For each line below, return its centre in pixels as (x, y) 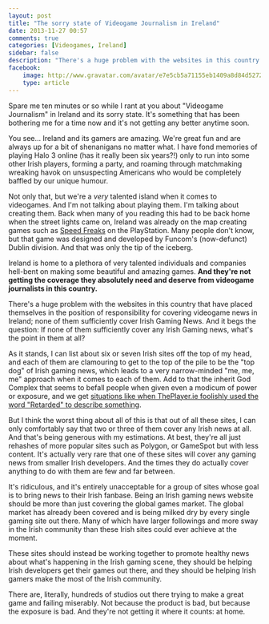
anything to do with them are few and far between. (92, 471)
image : (34, 75)
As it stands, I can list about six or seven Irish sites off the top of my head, (130, 353)
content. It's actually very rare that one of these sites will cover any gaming (132, 454)
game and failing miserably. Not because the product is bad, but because (129, 602)
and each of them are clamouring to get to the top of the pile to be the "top (131, 362)
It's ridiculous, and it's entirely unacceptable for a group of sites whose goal (134, 486)
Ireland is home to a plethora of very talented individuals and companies (127, 263)
